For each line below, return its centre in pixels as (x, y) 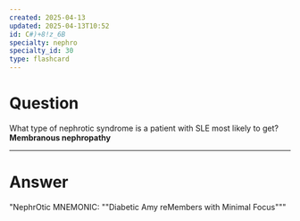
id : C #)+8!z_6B (37, 34)
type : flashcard (39, 59)
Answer (39, 182)
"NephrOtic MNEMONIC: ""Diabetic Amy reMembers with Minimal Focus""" (148, 207)
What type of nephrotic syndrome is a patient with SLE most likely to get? (144, 128)
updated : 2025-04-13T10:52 (59, 26)
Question (44, 103)
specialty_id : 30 (42, 51)
